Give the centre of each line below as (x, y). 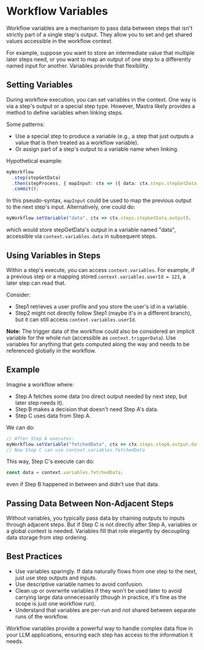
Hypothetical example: (34, 161)
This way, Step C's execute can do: (50, 461)
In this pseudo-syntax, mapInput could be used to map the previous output (99, 201)
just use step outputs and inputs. (56, 578)
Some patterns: (25, 124)
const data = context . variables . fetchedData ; (65, 473)
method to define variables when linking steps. (65, 112)
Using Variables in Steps (53, 255)
